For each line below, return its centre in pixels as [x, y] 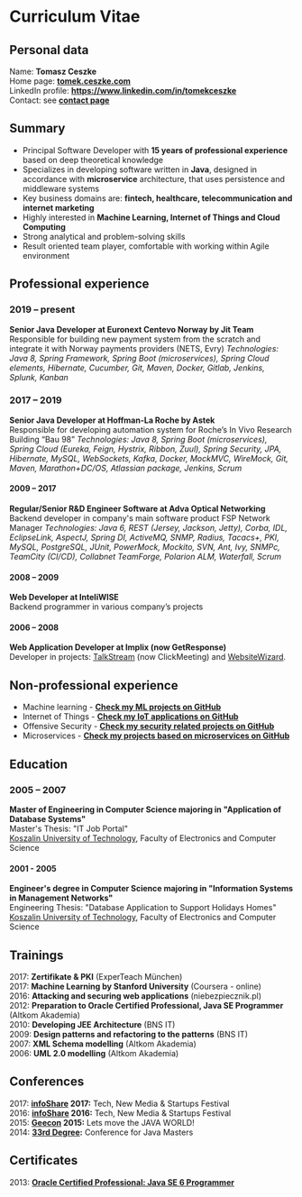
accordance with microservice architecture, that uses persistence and [154, 178]
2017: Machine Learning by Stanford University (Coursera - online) [135, 986]
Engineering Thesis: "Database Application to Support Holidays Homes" [143, 908]
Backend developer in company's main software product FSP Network [140, 518]
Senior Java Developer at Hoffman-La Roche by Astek [112, 420]
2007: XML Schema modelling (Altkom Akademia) [103, 1044]
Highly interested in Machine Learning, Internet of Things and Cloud [151, 217]
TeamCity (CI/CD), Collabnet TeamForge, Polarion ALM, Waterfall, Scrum [146, 557]
